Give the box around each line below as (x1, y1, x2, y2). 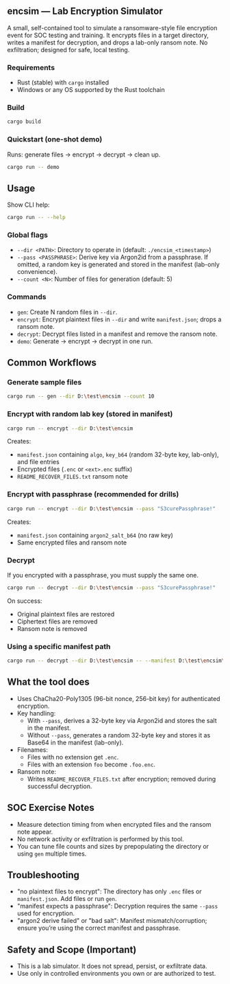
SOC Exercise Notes (7, 802, 94, 814)
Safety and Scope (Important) (7, 943, 137, 955)
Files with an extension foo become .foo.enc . (27, 760, 156, 768)
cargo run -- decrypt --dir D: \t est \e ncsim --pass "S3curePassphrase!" (7, 584, 216, 591)
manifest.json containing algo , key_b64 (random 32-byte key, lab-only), (16, 450, 219, 459)
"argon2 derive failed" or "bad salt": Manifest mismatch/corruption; (16, 917, 207, 925)
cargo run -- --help (7, 214, 66, 221)
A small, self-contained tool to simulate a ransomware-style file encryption (7, 23, 218, 32)
